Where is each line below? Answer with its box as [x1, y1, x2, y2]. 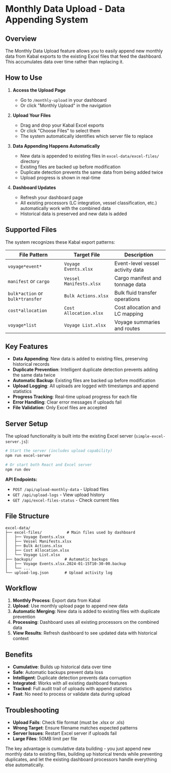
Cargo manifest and [114, 274, 162, 282]
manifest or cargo [8, 277, 50, 285]
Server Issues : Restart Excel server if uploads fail [12, 730, 117, 736]
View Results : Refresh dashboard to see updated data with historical [12, 630, 158, 636]
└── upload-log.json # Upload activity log [5, 570, 113, 575]
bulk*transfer [8, 296, 42, 302]
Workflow [5, 583, 37, 593]
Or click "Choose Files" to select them [20, 127, 100, 133]
